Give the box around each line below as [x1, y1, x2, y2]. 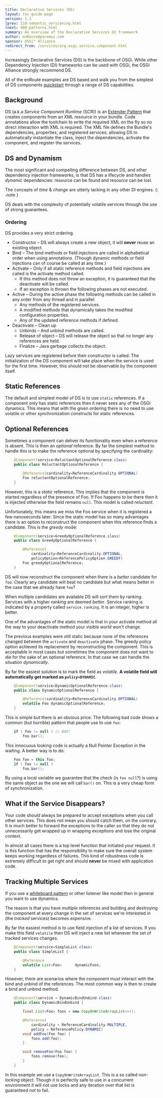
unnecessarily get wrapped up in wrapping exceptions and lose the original [5, 828, 156, 834]
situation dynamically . [5, 659, 50, 665]
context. [5, 833, 22, 839]
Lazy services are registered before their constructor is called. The [5, 352, 139, 359]
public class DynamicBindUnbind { [14, 1000, 84, 1005]
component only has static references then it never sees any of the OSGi [5, 400, 151, 406]
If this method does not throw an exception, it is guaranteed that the [19, 276, 156, 281]
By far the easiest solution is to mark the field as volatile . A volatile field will [5, 669, 157, 675]
